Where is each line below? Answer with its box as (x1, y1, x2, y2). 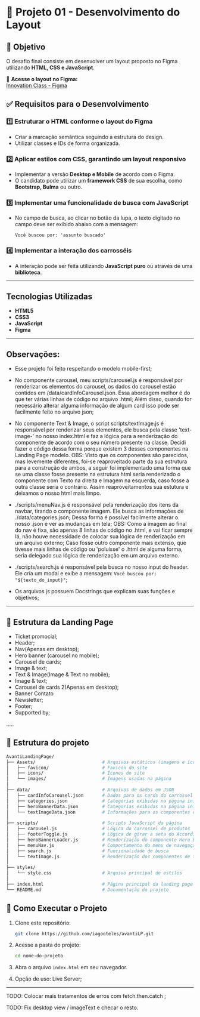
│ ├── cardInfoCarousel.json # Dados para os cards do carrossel (6, 792, 193, 799)
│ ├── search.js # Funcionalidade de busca (6, 847, 169, 854)
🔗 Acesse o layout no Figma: (6, 76, 78, 82)
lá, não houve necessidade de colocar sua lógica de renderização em (14, 533, 186, 540)
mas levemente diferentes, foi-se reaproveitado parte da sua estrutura (14, 458, 187, 465)
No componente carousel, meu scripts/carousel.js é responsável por (14, 377, 183, 384)
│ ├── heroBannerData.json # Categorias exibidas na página (6, 803, 185, 809)
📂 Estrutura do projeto (6, 738, 89, 748)
